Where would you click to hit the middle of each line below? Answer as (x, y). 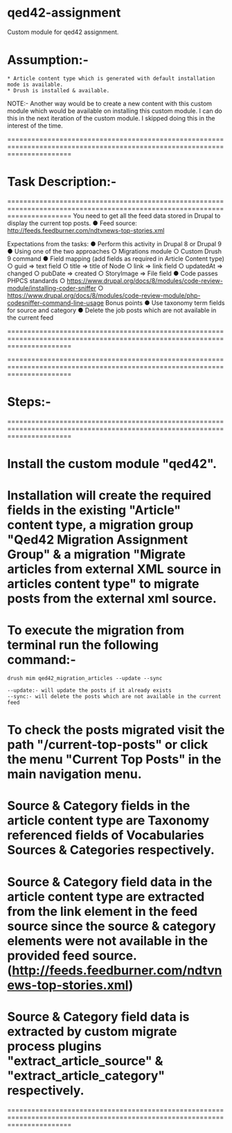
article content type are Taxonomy (108, 821)
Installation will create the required (109, 495)
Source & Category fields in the (99, 806)
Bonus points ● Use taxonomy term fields (165, 302)
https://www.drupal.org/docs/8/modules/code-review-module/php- (104, 295)
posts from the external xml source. (112, 599)
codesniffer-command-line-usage (55, 302)
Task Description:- (62, 182)
